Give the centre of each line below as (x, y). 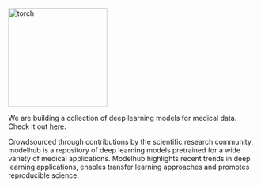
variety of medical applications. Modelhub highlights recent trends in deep (129, 158)
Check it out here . (38, 126)
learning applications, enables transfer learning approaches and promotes (129, 167)
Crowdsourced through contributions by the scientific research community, (130, 142)
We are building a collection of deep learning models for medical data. (123, 118)
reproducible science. (43, 175)
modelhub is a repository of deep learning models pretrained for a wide (125, 150)
